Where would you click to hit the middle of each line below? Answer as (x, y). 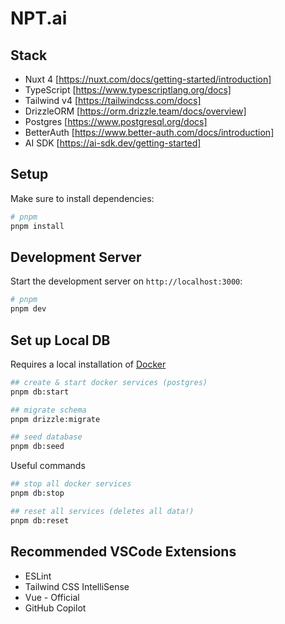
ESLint (38, 576)
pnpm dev (28, 309)
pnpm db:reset (40, 520)
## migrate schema (48, 410)
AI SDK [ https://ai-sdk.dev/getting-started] (113, 143)
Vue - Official (52, 597)
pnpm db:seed (37, 447)
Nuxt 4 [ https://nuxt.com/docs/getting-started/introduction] (148, 79)
